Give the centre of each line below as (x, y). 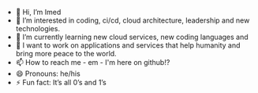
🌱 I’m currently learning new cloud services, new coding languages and (132, 37)
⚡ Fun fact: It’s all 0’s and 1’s (61, 82)
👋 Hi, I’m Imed (38, 12)
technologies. (38, 29)
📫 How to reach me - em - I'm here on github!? (93, 62)
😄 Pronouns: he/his (48, 73)
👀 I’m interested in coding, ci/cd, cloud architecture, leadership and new (133, 20)
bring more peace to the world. (66, 54)
